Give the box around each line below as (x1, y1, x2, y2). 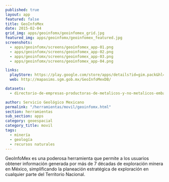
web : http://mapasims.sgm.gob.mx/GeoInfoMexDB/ (10, 77, 112, 82)
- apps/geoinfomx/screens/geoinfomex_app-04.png (10, 59, 114, 64)
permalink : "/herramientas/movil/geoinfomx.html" (5, 104, 112, 109)
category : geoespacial (5, 118, 53, 123)
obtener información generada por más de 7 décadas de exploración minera (5, 161, 163, 167)
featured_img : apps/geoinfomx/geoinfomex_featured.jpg (5, 36, 123, 41)
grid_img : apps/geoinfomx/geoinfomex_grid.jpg (5, 31, 105, 36)
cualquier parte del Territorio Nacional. (5, 171, 86, 177)
